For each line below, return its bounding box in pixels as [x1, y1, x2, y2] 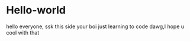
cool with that [6, 29, 40, 36]
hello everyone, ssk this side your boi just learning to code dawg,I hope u [6, 23, 185, 30]
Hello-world [6, 4, 66, 17]
